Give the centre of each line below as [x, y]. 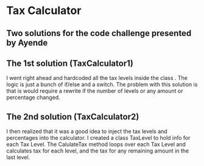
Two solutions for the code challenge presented [99, 33]
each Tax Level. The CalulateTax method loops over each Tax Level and [96, 145]
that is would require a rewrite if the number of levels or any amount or [95, 91]
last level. [18, 157]
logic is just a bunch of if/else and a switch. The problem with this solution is [102, 85]
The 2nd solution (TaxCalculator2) [73, 117]
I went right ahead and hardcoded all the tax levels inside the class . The [97, 78]
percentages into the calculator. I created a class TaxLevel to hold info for [98, 138]
